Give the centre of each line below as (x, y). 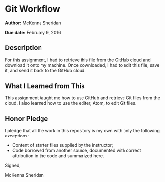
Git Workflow (33, 9)
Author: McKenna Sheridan (33, 23)
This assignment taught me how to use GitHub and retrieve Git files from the (83, 98)
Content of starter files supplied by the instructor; (63, 145)
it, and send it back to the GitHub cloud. (46, 70)
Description (23, 48)
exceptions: (17, 136)
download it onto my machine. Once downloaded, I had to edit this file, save (82, 65)
